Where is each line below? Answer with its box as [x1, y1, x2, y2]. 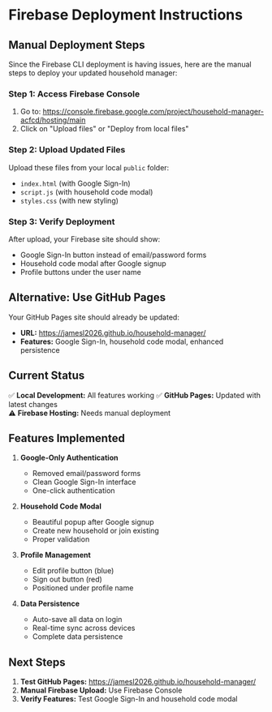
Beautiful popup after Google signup [32, 517, 154, 527]
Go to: [19, 107, 41, 117]
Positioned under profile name [32, 583, 134, 593]
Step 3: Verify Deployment [8, 216, 115, 227]
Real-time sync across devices [32, 623, 136, 633]
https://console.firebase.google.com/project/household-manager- [42, 107, 265, 117]
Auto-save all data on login [32, 615, 123, 624]
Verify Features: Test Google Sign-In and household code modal [19, 694, 238, 704]
